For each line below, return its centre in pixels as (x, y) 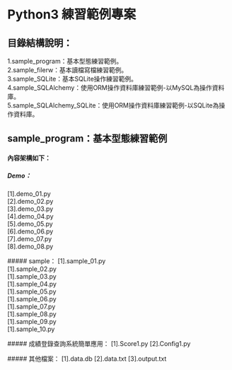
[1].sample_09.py (32, 321)
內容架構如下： (29, 158)
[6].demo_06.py (30, 231)
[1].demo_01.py (29, 193)
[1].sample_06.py (32, 299)
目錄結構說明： (40, 43)
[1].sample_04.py (32, 284)
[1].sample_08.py (32, 314)
